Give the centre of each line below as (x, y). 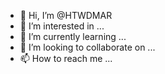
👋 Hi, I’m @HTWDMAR (66, 15)
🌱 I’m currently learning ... (73, 36)
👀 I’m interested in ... (62, 26)
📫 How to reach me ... (66, 58)
